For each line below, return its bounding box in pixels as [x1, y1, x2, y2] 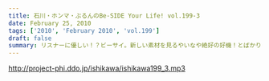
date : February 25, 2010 [8, 19, 92, 27]
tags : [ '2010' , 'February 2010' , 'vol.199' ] [8, 26, 160, 34]
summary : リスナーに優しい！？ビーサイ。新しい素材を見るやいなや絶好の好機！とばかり [8, 42, 263, 50]
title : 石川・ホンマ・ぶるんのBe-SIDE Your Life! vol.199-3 [8, 11, 201, 20]
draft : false [8, 34, 52, 43]
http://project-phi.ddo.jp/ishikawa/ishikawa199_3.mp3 [8, 63, 186, 73]
